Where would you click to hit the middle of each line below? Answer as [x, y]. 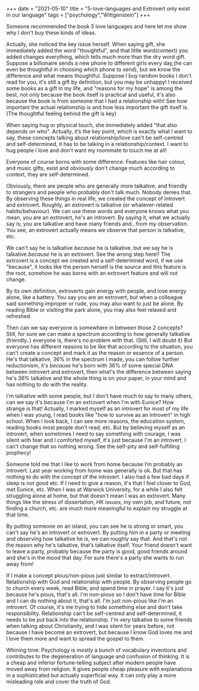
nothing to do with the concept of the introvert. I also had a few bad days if [97, 477]
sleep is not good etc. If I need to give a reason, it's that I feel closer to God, [99, 483]
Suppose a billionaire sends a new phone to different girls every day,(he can [99, 63]
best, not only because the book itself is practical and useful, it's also [91, 95]
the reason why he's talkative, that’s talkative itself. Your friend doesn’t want [99, 545]
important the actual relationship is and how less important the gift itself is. [97, 107]
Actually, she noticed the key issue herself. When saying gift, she [86, 44]
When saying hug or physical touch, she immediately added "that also [92, 125]
